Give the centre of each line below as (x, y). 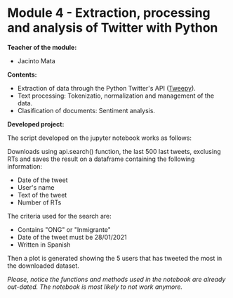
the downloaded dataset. (43, 266)
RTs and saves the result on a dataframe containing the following (101, 159)
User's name (36, 187)
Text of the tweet (42, 195)
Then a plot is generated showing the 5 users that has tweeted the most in (115, 258)
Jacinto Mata (36, 60)
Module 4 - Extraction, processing (109, 13)
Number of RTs (39, 202)
